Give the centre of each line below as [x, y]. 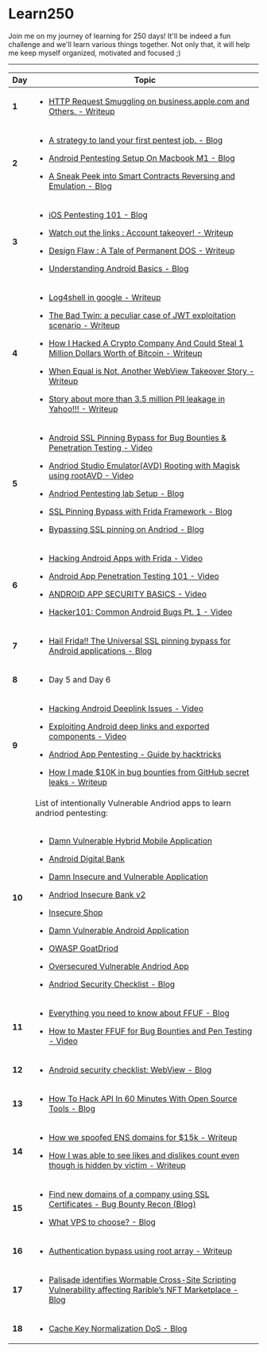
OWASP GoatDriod [84, 948]
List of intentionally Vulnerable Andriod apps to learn [133, 803]
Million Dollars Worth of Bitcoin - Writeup [126, 353]
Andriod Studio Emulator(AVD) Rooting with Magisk [145, 465]
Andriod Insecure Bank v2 [97, 894]
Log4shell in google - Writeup [105, 297]
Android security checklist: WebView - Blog [130, 1069]
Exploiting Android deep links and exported [129, 726]
